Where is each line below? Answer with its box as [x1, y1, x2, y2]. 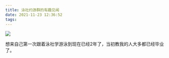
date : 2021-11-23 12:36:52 [5, 12, 63, 17]
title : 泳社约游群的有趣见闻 [5, 7, 60, 13]
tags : [5, 17, 17, 22]
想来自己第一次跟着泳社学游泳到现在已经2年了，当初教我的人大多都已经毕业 [5, 41, 164, 47]
